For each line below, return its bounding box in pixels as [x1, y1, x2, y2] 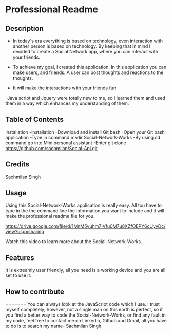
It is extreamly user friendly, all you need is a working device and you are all [5, 267, 166, 273]
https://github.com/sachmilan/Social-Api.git [5, 145, 98, 151]
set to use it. [5, 272, 32, 279]
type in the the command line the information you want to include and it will [5, 208, 164, 214]
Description [5, 24, 44, 33]
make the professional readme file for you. [5, 213, 95, 219]
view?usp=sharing [5, 229, 45, 235]
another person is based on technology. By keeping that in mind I [12, 43, 151, 49]
